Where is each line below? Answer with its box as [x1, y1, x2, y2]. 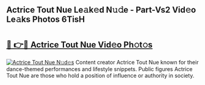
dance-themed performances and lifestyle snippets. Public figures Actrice [6, 66, 193, 72]
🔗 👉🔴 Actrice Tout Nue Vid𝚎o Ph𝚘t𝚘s [6, 39, 153, 50]
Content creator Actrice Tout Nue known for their [75, 59, 199, 66]
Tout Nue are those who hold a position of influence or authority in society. [6, 72, 195, 79]
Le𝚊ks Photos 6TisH [6, 15, 85, 25]
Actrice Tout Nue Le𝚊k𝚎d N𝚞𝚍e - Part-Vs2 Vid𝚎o [6, 5, 196, 15]
